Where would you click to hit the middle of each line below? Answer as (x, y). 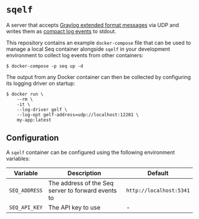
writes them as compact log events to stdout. (61, 31)
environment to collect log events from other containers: (75, 55)
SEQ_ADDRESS (26, 190)
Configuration (33, 138)
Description (84, 173)
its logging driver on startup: (41, 83)
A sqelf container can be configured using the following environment (91, 152)
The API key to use (74, 207)
